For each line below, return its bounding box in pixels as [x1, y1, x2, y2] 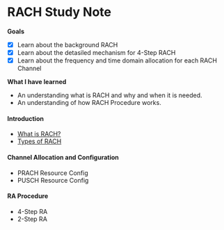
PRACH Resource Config [17, 168, 88, 177]
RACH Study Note [7, 4, 111, 20]
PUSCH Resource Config [17, 176, 89, 184]
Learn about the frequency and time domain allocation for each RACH [17, 56, 218, 65]
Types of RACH [17, 137, 62, 146]
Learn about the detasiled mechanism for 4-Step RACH [17, 49, 176, 56]
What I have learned [7, 78, 67, 86]
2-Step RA [17, 215, 47, 223]
